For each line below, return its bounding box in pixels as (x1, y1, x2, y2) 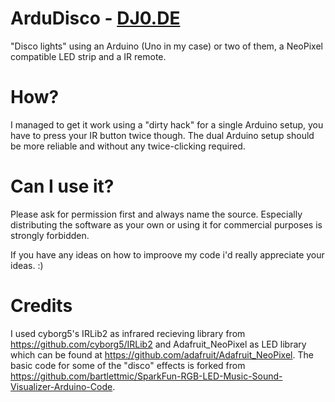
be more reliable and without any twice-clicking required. (10, 140, 246, 152)
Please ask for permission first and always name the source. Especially (10, 208, 303, 220)
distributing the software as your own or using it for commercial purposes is (10, 218, 323, 231)
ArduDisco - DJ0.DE (10, 7, 181, 30)
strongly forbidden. (10, 229, 90, 241)
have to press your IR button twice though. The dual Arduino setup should (10, 129, 315, 141)
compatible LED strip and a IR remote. (10, 50, 167, 62)
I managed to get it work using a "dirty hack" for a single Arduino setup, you (10, 118, 324, 131)
